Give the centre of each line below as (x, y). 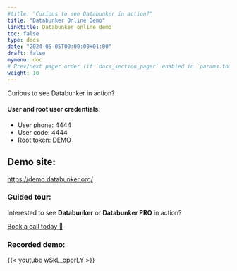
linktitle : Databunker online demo (60, 27)
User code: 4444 (43, 132)
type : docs (23, 40)
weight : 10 (23, 73)
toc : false (23, 34)
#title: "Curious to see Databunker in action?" (80, 14)
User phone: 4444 (44, 125)
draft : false (26, 54)
